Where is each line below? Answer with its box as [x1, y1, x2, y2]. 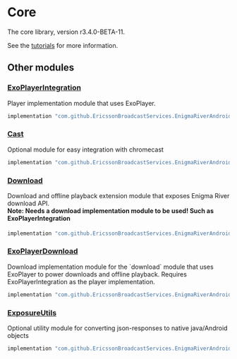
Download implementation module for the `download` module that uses [7, 262, 214, 271]
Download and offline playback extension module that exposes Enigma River [7, 191, 230, 200]
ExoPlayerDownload [7, 246, 78, 256]
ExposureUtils [7, 308, 57, 317]
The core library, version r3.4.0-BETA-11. [7, 28, 126, 36]
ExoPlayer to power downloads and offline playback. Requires [7, 269, 187, 279]
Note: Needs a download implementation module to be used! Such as [7, 206, 214, 215]
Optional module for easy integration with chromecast [7, 145, 164, 154]
